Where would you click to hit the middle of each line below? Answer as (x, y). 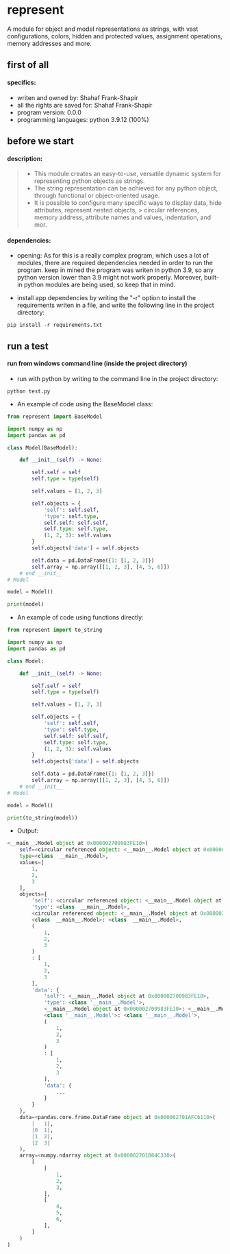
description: (25, 158)
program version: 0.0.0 (49, 112)
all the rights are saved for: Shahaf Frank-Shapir (85, 105)
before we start (40, 141)
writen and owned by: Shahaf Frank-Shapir (77, 97)
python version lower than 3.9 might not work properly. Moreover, (110, 278)
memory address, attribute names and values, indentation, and (123, 217)
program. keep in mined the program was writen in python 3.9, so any (115, 270)
